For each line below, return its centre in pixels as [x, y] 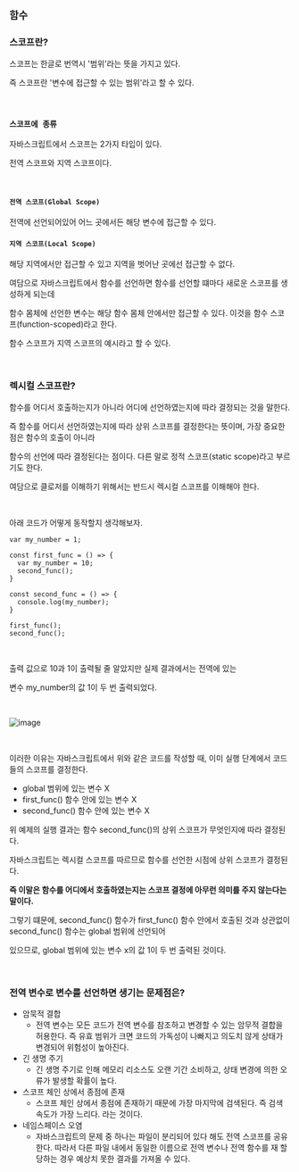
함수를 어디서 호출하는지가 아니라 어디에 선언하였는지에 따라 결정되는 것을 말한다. [150, 407]
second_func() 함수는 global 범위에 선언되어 [87, 931]
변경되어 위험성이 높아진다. [82, 1047]
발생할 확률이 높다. [85, 1080]
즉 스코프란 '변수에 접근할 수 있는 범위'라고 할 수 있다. [102, 82]
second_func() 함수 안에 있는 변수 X [86, 810]
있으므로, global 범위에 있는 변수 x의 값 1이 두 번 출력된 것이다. [118, 950]
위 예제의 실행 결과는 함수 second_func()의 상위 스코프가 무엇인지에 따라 [136, 829]
